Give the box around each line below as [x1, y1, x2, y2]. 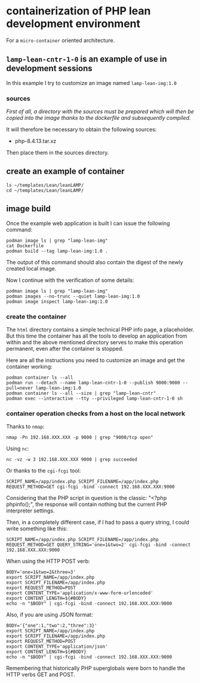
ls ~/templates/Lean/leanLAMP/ [6, 182, 84, 188]
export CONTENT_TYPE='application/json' [6, 643, 109, 650]
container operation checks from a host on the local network [6, 409, 186, 417]
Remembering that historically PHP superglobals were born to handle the [6, 664, 186, 672]
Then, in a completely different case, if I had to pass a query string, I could [6, 519, 189, 526]
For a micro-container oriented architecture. [6, 37, 115, 44]
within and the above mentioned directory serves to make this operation [6, 338, 183, 345]
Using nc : [6, 445, 29, 453]
